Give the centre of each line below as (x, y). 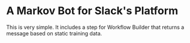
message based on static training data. (54, 33)
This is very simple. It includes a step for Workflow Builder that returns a (95, 27)
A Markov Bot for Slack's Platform (92, 11)
